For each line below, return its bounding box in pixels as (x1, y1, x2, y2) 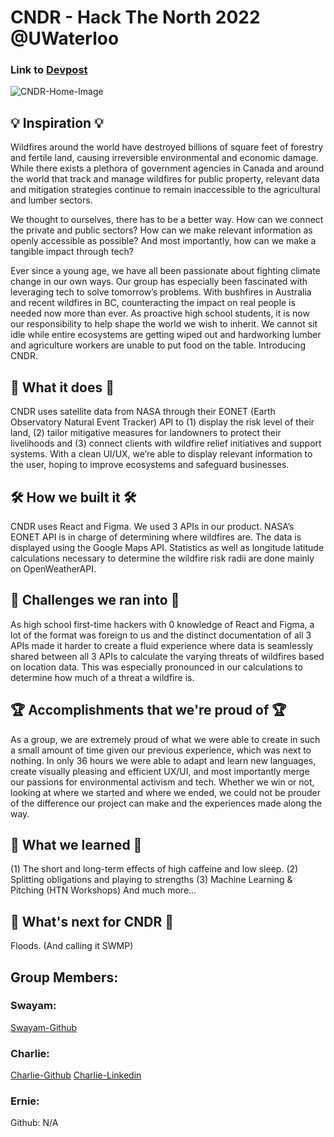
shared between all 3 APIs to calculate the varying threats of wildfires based (10, 650, 325, 662)
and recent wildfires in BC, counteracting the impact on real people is (10, 297, 296, 309)
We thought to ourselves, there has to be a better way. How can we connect (10, 214, 324, 226)
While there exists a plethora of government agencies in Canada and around (10, 162, 325, 175)
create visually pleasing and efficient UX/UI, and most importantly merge (10, 765, 310, 777)
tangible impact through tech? (10, 246, 134, 258)
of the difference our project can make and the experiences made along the (10, 797, 323, 809)
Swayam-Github (10, 1021, 78, 1033)
